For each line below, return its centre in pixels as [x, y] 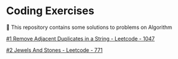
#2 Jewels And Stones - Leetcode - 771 [54, 50]
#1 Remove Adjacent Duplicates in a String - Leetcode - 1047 [81, 38]
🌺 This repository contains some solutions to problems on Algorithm [89, 27]
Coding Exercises [50, 11]
